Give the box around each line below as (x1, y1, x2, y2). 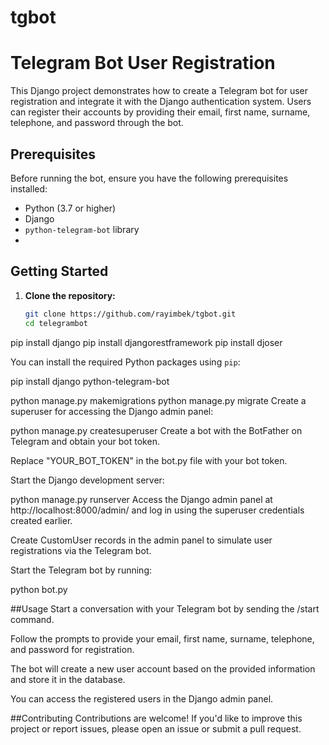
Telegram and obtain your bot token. (10, 435, 160, 447)
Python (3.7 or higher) (24, 202, 117, 214)
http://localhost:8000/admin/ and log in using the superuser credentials (10, 504, 305, 516)
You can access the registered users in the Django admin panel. (10, 692, 274, 705)
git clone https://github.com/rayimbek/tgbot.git (24, 309, 237, 319)
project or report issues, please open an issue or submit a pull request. (10, 722, 302, 735)
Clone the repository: (24, 289, 116, 301)
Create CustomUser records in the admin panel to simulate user (10, 534, 273, 546)
